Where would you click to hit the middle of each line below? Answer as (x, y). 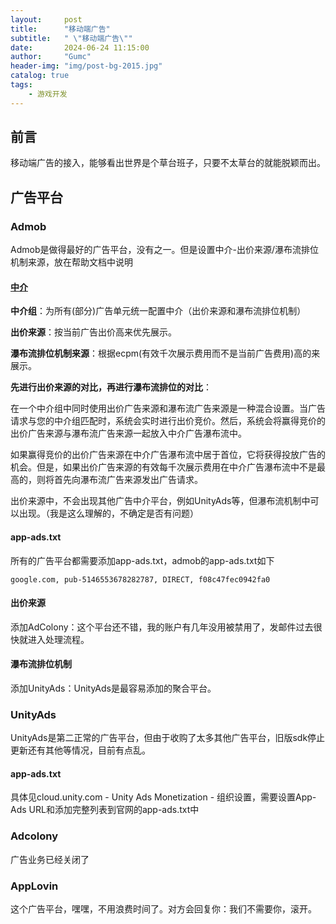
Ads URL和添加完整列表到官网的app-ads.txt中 (105, 810)
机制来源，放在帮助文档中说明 (71, 262)
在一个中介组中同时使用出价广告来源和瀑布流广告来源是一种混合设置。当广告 (168, 408)
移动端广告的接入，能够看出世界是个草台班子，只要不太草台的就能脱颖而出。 (168, 163)
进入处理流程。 (58, 639)
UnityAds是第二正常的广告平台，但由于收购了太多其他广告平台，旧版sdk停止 (168, 738)
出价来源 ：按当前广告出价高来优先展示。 (93, 332)
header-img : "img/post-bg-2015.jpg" (86, 66)
